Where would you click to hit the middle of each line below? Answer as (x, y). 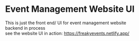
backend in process (25, 28)
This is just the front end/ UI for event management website (66, 23)
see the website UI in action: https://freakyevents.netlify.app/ (67, 33)
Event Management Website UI (70, 9)
